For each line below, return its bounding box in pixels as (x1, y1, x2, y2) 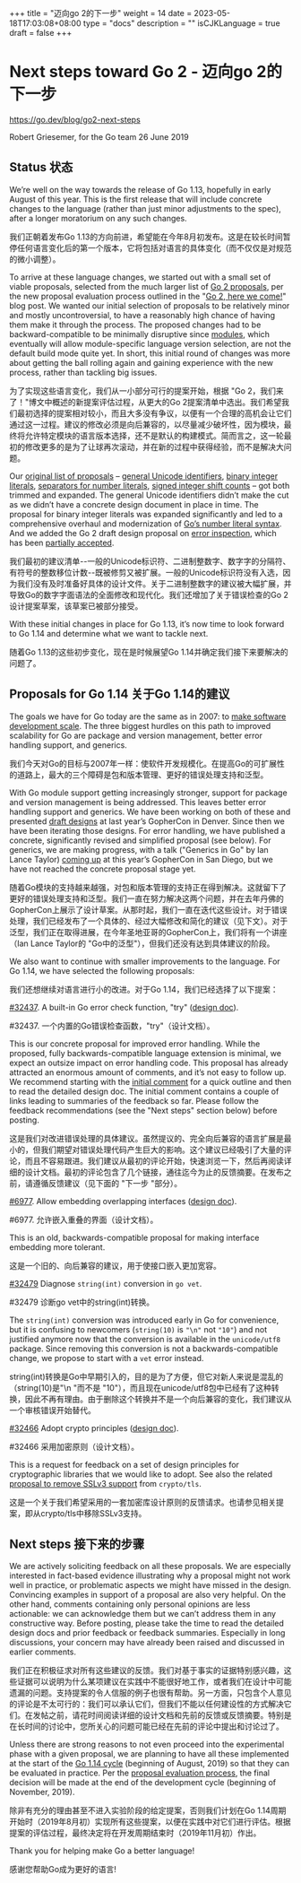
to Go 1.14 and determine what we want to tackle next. (9, 628, 209, 638)
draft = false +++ (9, 28, 73, 38)
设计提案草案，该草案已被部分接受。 (9, 600, 143, 612)
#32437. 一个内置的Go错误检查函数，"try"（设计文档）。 (9, 1020, 215, 1031)
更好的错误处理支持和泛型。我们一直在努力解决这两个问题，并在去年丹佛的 (9, 893, 284, 904)
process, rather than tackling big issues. (9, 367, 158, 377)
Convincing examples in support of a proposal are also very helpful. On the (9, 1590, 287, 1601)
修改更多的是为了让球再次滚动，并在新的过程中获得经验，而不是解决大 (24, 441, 284, 452)
